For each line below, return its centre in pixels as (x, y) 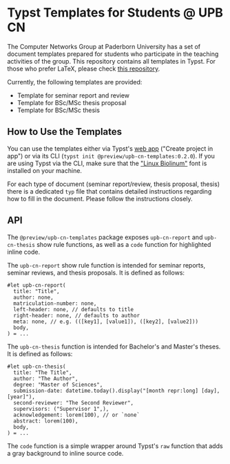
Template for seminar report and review (73, 95)
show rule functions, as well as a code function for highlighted (124, 244)
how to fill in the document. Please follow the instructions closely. (100, 198)
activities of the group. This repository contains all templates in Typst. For (111, 61)
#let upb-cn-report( (37, 285)
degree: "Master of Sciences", (58, 384)
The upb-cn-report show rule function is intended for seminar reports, (106, 265)
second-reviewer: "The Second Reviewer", (74, 402)
